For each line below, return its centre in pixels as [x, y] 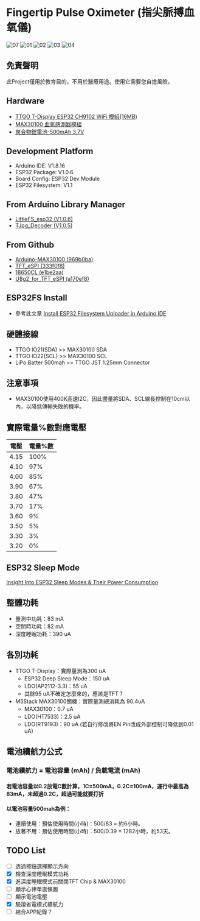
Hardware [25, 101]
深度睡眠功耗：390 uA [43, 633]
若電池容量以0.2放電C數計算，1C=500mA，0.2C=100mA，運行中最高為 [98, 786]
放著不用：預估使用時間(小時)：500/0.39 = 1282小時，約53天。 [95, 831]
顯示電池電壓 [31, 897]
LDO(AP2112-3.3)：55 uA [56, 686]
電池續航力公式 [34, 752]
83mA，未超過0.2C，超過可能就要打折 [55, 794]
